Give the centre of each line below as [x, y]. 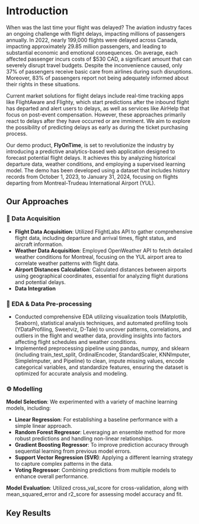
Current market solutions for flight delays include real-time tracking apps [95, 96]
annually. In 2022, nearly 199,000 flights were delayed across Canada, [92, 40]
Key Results [29, 513]
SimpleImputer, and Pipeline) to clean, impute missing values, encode [99, 361]
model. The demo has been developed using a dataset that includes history [98, 170]
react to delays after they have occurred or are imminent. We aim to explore [98, 121]
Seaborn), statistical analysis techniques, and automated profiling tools [101, 323]
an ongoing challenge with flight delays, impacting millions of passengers [96, 33]
